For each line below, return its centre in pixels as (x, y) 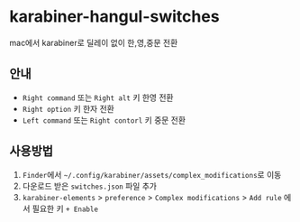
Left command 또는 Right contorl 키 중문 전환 (104, 120)
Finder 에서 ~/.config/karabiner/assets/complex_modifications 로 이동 (152, 174)
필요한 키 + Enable (65, 208)
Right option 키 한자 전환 (68, 108)
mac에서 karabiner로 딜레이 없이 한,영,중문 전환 (94, 42)
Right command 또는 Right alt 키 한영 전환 (98, 97)
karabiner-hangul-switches (114, 17)
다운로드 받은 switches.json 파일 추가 (90, 186)
